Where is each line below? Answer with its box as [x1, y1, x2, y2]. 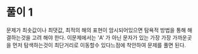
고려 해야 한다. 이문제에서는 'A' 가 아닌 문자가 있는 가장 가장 [32, 34, 172, 41]
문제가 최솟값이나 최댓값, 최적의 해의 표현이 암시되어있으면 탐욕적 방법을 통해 [6, 26, 187, 34]
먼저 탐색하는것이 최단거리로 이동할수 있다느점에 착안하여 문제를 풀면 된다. [12, 41, 187, 49]
